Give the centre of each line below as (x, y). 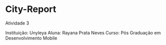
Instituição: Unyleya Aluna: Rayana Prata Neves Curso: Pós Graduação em (83, 32)
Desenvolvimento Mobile (31, 38)
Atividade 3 (17, 23)
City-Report (31, 9)
